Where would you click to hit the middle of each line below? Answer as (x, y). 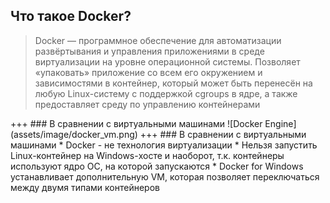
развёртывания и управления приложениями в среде (149, 51)
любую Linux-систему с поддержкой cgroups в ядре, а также (166, 93)
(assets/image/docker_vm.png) (74, 134)
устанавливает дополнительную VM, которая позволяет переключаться (165, 176)
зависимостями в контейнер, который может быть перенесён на (173, 83)
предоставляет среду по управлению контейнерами (147, 104)
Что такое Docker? (71, 16)
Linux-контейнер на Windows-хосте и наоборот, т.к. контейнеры (147, 155)
